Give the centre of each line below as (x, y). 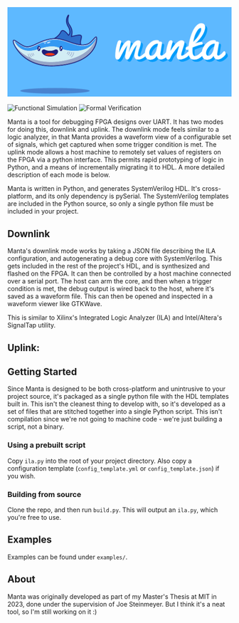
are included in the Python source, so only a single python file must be (111, 204)
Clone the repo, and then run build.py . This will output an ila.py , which (113, 510)
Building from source (44, 494)
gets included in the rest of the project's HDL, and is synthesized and (108, 266)
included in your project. (43, 211)
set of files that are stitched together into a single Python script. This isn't (115, 412)
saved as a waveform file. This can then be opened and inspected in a (110, 296)
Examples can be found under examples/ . (68, 557)
